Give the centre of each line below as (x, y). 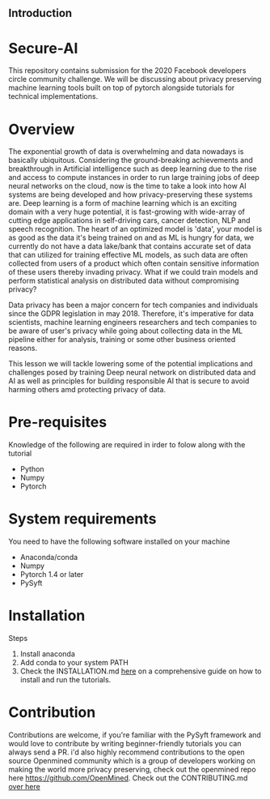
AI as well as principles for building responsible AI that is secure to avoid (129, 381)
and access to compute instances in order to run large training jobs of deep (134, 177)
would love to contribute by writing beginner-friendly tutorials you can (125, 744)
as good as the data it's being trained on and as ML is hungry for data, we (131, 237)
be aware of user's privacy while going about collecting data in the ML (126, 331)
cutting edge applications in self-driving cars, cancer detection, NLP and (129, 220)
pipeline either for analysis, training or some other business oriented (122, 340)
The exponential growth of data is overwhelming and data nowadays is (126, 152)
